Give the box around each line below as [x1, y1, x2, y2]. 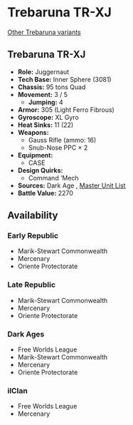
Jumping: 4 [28, 98, 64, 106]
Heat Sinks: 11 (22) [17, 121, 74, 129]
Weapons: [17, 128, 49, 136]
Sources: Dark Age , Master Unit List [17, 181, 126, 190]
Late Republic [7, 280, 55, 290]
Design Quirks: [17, 165, 63, 175]
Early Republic [7, 231, 59, 241]
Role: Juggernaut [17, 67, 70, 76]
